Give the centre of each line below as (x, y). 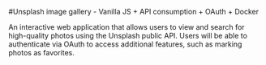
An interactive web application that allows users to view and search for (127, 27)
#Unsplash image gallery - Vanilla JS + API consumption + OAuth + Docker (134, 12)
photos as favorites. (42, 53)
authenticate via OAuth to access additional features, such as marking (125, 44)
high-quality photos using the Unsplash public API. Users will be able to (128, 36)
